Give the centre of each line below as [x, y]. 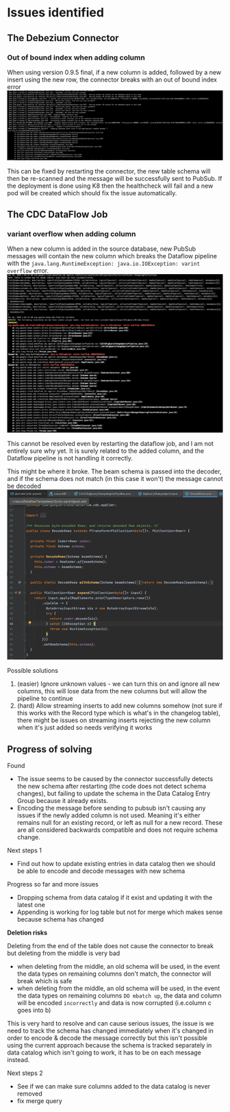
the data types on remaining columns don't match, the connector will [114, 974]
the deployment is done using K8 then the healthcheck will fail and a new [110, 186]
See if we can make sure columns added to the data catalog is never [114, 1086]
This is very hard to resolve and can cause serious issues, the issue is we [111, 1023]
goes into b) [34, 1010]
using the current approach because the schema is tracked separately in [110, 1045]
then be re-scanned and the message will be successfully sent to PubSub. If [115, 178]
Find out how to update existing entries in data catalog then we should [116, 864]
